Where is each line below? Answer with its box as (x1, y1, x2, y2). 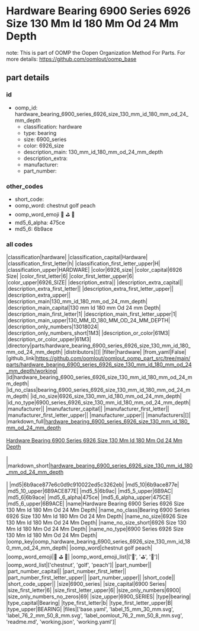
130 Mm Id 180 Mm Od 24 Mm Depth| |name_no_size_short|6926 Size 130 (6, 519, 187, 526)
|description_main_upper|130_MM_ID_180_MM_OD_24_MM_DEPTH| (6, 317, 171, 324)
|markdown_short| (6, 462, 51, 469)
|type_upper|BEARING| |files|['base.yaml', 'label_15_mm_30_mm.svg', (6, 605, 175, 613)
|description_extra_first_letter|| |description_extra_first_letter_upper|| (6, 285, 174, 293)
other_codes (6, 182, 43, 190)
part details (6, 73, 50, 83)
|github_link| (6, 355, 37, 362)
